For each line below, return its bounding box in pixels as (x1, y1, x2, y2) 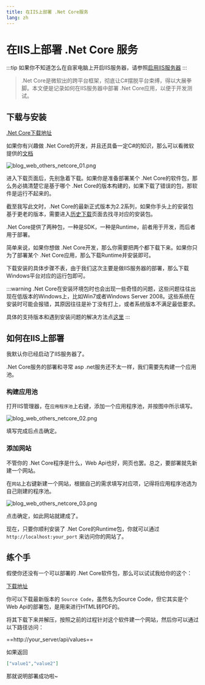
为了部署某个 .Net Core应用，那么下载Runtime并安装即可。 (6, 251, 154, 259)
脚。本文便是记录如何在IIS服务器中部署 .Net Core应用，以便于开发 (21, 85, 187, 92)
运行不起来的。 (16, 190, 55, 197)
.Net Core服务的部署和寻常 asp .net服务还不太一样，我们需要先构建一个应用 (6, 364, 196, 371)
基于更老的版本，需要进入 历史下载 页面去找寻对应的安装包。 (6, 210, 156, 218)
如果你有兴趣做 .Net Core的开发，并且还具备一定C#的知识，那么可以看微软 (6, 142, 195, 149)
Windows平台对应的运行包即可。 (6, 272, 89, 279)
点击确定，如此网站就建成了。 (6, 512, 81, 519)
